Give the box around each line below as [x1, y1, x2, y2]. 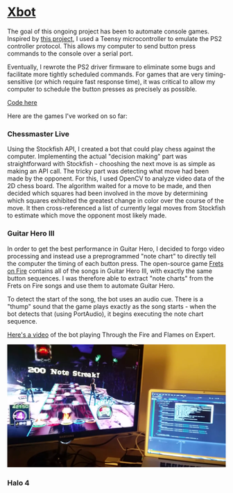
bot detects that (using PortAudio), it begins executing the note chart [7, 310, 204, 318]
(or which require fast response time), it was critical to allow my [34, 77, 216, 85]
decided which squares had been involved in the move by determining [7, 189, 208, 198]
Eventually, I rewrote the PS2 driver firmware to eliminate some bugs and [7, 62, 216, 71]
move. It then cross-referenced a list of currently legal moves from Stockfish [7, 204, 226, 212]
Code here [7, 98, 37, 106]
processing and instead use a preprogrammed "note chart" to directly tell [7, 251, 216, 260]
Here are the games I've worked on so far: [7, 112, 128, 120]
